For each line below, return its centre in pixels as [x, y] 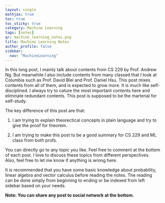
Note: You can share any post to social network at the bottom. [70, 195]
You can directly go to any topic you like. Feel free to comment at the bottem [83, 150]
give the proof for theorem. [40, 125]
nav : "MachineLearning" [34, 56]
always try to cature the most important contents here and [91, 91]
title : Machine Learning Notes [37, 42]
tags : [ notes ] [20, 33]
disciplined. [17, 91]
